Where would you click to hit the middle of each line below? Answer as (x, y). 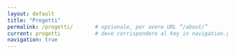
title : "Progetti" (34, 20)
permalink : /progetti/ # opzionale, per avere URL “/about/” (108, 27)
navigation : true (33, 40)
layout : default (31, 14)
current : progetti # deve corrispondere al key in (98, 33)
